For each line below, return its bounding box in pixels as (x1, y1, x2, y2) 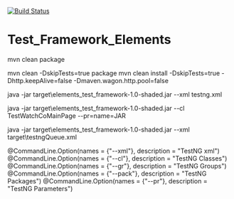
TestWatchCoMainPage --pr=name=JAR (7, 111, 127, 120)
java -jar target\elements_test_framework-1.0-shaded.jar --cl (7, 104, 185, 112)
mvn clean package (7, 55, 65, 63)
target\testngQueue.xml (7, 132, 77, 141)
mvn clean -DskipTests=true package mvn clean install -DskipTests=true (7, 68, 220, 77)
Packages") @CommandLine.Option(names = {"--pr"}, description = (7, 176, 208, 185)
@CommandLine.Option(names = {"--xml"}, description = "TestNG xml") (7, 146, 220, 155)
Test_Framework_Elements (7, 32, 172, 48)
